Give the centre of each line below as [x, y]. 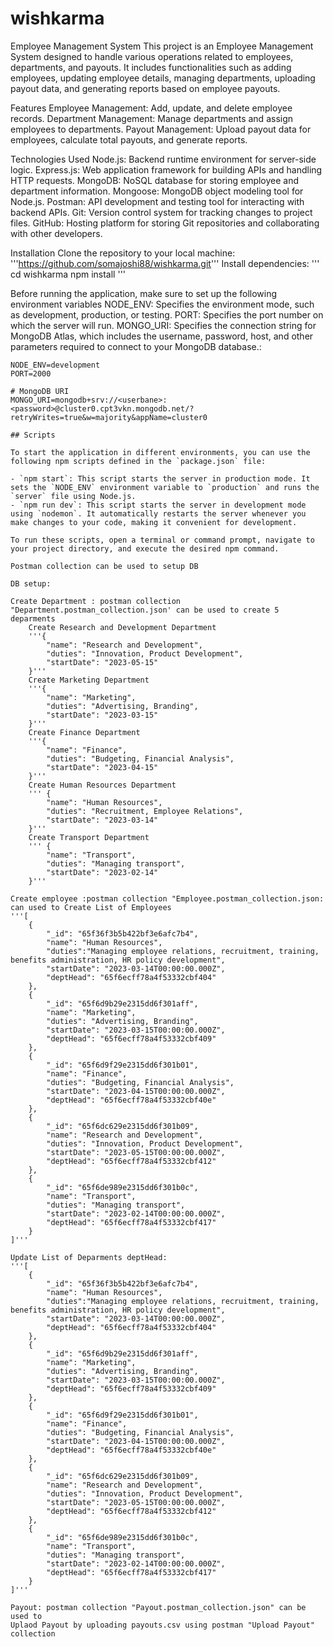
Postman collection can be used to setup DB [104, 566]
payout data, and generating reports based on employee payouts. [145, 88]
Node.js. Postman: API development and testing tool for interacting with [157, 201]
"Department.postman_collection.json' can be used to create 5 [145, 610]
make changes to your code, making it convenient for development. [154, 522]
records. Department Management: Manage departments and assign [152, 118]
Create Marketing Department [89, 680]
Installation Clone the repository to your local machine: [123, 253]
